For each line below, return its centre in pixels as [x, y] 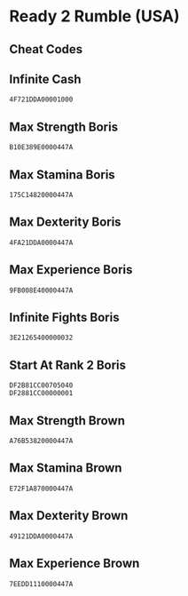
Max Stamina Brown [66, 468]
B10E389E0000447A [41, 147]
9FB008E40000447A [41, 290]
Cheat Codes [46, 49]
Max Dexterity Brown [69, 516]
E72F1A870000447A [41, 489]
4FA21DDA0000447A [41, 242]
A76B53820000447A [41, 441]
